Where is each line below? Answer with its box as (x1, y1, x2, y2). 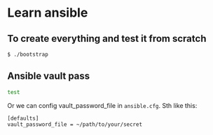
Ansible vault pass (7, 70, 90, 82)
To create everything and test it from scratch (7, 33, 207, 45)
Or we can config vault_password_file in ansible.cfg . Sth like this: (7, 101, 198, 109)
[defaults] (7, 115, 39, 122)
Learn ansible (7, 5, 88, 21)
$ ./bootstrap (7, 51, 49, 58)
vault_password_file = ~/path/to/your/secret (7, 121, 142, 128)
